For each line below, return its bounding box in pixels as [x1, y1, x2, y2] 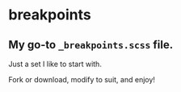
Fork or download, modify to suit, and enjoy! [8, 75, 156, 84]
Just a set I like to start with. [8, 59, 103, 69]
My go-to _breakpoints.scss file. [8, 38, 174, 52]
